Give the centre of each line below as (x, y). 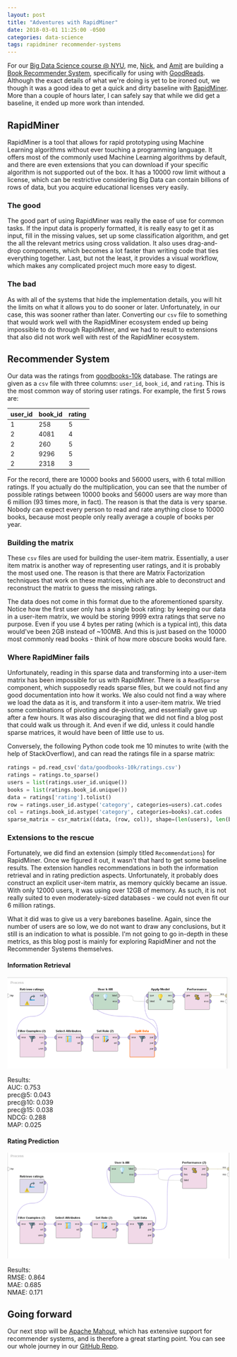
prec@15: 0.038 (30, 1110)
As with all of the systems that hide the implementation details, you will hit (115, 299)
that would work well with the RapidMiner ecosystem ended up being (108, 322)
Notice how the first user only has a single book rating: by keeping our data (117, 609)
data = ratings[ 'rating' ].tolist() (60, 797)
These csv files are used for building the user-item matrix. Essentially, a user (118, 558)
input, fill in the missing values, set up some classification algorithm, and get (118, 236)
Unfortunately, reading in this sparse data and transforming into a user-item (117, 673)
